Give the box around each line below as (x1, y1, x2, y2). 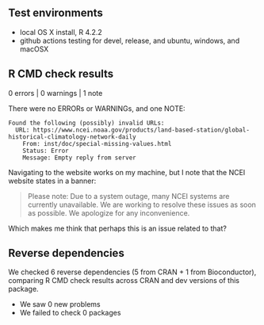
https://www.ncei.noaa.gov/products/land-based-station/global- (33, 126, 250, 134)
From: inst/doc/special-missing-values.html (22, 140, 172, 147)
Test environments (8, 6, 103, 20)
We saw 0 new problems (19, 300, 101, 309)
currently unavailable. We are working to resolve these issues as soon (27, 200, 256, 209)
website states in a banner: (8, 176, 97, 185)
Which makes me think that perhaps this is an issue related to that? (8, 224, 228, 233)
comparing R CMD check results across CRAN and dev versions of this (8, 276, 240, 285)
